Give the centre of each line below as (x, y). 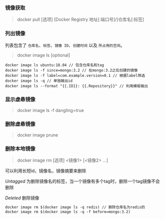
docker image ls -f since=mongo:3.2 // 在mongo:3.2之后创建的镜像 (71, 70)
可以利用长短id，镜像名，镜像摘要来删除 (46, 171)
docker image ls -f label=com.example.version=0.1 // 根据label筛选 (75, 75)
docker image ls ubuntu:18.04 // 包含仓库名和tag (55, 65)
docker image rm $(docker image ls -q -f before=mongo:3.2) (68, 212)
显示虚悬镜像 (20, 99)
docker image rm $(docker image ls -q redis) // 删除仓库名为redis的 (75, 207)
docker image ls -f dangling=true (51, 110)
